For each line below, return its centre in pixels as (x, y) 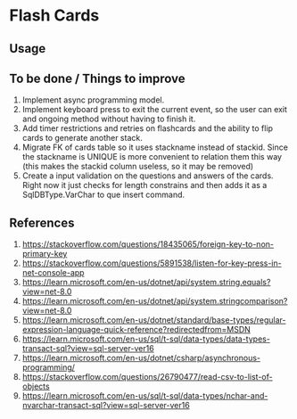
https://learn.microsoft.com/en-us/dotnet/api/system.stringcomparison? (155, 301)
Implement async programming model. (93, 100)
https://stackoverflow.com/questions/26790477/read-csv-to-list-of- (148, 377)
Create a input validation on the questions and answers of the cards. (148, 176)
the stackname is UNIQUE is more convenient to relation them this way (152, 157)
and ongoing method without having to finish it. (109, 119)
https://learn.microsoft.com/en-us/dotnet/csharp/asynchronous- (141, 358)
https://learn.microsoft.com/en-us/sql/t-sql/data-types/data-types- (146, 339)
